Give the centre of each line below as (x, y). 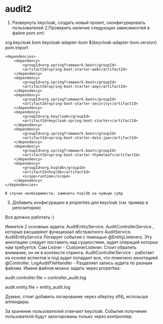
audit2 (18, 9)
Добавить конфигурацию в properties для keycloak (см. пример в (80, 202)
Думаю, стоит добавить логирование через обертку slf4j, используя (77, 296)
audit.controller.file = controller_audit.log (46, 278)
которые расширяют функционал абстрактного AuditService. (68, 232)
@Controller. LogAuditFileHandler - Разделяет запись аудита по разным (79, 263)
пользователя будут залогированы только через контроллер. (69, 316)
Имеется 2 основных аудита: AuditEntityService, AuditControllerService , (80, 226)
